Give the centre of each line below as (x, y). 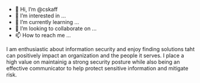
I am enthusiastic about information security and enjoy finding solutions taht (100, 49)
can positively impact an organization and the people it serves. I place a (95, 55)
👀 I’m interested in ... (40, 16)
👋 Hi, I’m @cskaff (36, 9)
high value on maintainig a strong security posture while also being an (93, 62)
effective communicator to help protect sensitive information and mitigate (97, 68)
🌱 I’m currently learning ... (47, 22)
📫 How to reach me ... (43, 35)
